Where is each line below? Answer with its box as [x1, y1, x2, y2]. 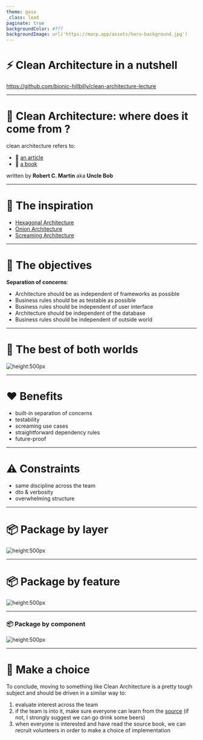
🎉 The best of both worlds [6, 343, 138, 356]
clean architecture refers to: [6, 143, 76, 149]
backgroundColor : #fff [6, 25, 63, 32]
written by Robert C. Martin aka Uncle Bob [6, 172, 114, 179]
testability [14, 416, 40, 423]
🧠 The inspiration [6, 199, 94, 213]
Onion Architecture [14, 225, 62, 233]
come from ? [6, 122, 71, 136]
